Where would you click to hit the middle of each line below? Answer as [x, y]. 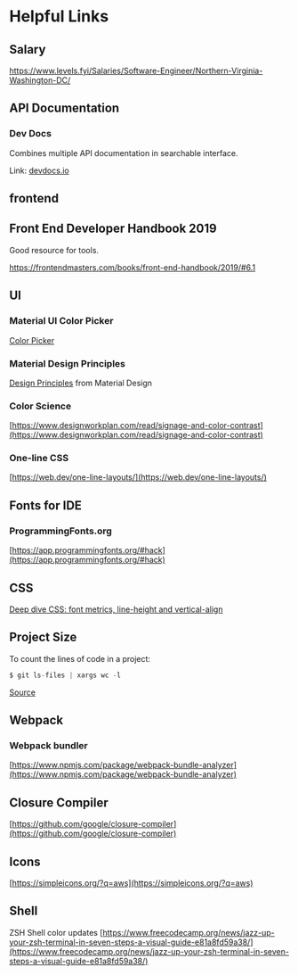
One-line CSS [39, 459]
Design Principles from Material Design [81, 383]
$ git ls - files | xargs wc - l [65, 675]
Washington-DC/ [40, 80]
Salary [28, 50]
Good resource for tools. [54, 250]
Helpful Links [59, 17]
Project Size [43, 637]
